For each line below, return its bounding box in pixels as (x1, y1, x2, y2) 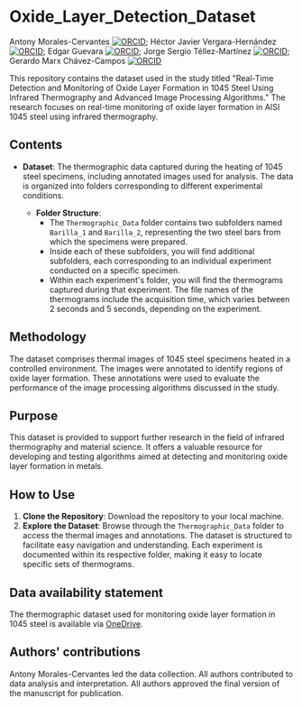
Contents (9, 137, 63, 152)
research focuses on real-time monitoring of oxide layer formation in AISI (9, 101, 280, 112)
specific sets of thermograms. (22, 559, 135, 570)
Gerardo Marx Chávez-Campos (9, 55, 126, 66)
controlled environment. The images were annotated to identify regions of (9, 363, 284, 373)
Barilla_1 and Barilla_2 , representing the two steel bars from (49, 226, 281, 237)
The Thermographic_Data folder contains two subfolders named (49, 216, 282, 227)
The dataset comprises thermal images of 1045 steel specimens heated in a (9, 353, 291, 364)
